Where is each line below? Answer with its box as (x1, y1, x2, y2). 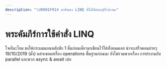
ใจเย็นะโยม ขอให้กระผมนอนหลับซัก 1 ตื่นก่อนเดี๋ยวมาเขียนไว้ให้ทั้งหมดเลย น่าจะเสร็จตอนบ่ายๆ (5, 45, 158, 51)
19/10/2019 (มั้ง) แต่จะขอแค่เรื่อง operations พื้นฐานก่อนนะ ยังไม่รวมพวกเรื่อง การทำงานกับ (5, 50, 161, 57)
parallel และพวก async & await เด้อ (5, 56, 72, 62)
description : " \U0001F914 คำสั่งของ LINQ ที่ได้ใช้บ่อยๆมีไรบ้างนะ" (5, 7, 119, 12)
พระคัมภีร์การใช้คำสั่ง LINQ (5, 28, 94, 39)
